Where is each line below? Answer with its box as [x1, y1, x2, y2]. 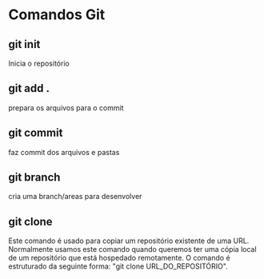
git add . [8, 82, 50, 95]
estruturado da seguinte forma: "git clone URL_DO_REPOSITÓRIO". [8, 261, 228, 271]
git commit [8, 126, 63, 140]
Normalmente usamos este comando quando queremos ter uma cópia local [8, 245, 258, 254]
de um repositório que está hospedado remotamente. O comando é [8, 253, 230, 263]
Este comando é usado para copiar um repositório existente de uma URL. [8, 236, 250, 245]
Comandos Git [8, 6, 106, 24]
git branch [8, 170, 61, 185]
